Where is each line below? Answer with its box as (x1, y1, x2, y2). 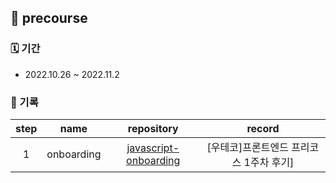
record (246, 121, 280, 135)
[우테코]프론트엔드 (206, 140, 289, 154)
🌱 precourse (10, 10, 88, 27)
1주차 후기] (243, 155, 295, 169)
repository (127, 121, 179, 135)
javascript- (126, 141, 180, 155)
